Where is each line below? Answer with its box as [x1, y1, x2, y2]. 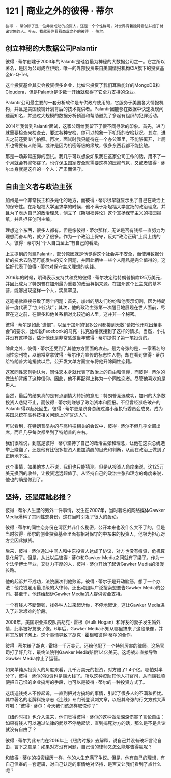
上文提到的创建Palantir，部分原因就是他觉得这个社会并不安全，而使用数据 [5, 251, 159, 257]
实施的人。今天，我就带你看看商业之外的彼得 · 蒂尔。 [9, 29, 107, 34]
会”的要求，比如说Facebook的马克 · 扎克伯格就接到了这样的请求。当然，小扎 [5, 328, 166, 334]
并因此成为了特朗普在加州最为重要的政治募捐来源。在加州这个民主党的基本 [5, 280, 161, 287]
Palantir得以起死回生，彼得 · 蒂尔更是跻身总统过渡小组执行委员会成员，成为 [5, 405, 163, 411]
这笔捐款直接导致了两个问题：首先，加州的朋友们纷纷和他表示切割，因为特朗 [5, 298, 166, 304]
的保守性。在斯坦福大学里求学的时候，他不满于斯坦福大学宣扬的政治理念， [5, 203, 161, 209]
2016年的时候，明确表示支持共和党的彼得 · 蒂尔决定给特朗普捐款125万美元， [5, 274, 165, 280]
